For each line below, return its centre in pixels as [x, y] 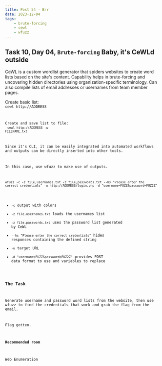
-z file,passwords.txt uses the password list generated [67, 222]
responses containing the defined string [54, 240]
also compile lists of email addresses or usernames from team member [76, 87]
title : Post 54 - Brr [27, 10]
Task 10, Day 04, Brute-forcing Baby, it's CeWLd [80, 52]
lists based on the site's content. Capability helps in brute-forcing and [75, 77]
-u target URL [25, 248]
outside [17, 60]
